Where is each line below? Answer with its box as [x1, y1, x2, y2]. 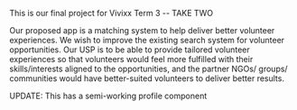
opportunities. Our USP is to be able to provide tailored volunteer [9, 44, 250, 55]
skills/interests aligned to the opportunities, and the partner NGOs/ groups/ [9, 63, 288, 74]
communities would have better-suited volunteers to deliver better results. [9, 73, 284, 84]
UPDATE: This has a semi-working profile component [9, 90, 208, 101]
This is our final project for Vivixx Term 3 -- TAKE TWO [9, 8, 214, 18]
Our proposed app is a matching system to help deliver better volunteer [9, 25, 275, 35]
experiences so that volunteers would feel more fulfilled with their [9, 54, 254, 64]
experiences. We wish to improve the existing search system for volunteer [9, 35, 285, 45]
